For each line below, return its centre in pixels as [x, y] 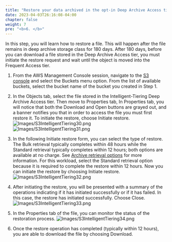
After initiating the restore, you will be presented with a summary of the [88, 187]
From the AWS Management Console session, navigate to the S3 [81, 75]
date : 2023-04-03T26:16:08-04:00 [41, 15]
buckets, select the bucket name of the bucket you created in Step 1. [85, 86]
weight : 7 [16, 24]
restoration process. [34, 219]
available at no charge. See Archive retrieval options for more [77, 155]
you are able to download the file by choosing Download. [73, 234]
